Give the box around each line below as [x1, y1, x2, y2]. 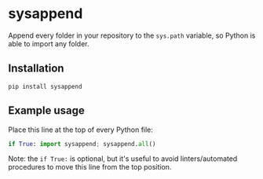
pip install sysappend [8, 82, 82, 90]
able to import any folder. [8, 38, 89, 48]
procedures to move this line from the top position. [8, 163, 172, 172]
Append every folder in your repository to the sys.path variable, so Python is [8, 31, 256, 40]
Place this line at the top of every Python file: [8, 125, 153, 134]
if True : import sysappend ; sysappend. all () [8, 140, 156, 148]
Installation [8, 62, 64, 75]
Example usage [8, 104, 85, 118]
